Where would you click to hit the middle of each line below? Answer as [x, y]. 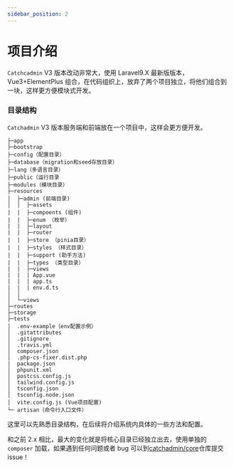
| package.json [31, 364]
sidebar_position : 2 [38, 14]
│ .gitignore [28, 339]
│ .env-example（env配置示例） [52, 326]
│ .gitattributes [34, 332]
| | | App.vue [31, 275]
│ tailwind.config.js [41, 382]
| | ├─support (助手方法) [47, 255]
